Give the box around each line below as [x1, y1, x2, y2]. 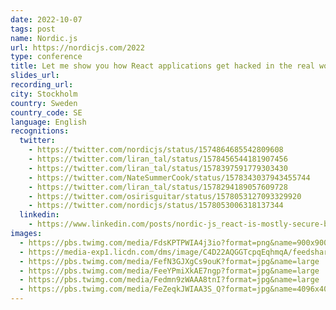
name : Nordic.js [10, 33, 78, 43]
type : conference [10, 52, 83, 62]
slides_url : [10, 71, 60, 81]
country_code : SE [10, 107, 83, 118]
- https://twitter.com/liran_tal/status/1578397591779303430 [28, 163, 288, 173]
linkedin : [19, 210, 60, 220]
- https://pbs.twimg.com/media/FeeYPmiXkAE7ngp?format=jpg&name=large [19, 266, 320, 276]
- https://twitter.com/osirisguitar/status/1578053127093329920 [28, 191, 302, 201]
